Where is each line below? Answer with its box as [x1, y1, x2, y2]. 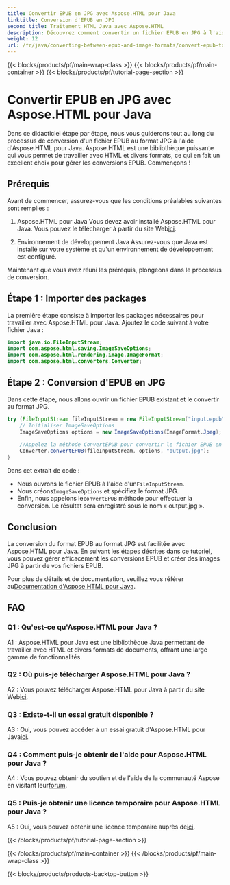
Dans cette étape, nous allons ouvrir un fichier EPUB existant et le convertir [7, 395, 220, 403]
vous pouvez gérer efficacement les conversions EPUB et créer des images [7, 554, 220, 563]
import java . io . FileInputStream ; [7, 339, 103, 346]
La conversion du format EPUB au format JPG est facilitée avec [7, 539, 186, 547]
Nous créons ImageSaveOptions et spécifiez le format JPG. [16, 487, 179, 495]
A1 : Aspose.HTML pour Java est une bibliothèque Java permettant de [7, 638, 205, 646]
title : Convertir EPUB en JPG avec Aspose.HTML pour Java [7, 10, 176, 17]
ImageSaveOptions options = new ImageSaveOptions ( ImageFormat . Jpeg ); [19, 428, 222, 436]
